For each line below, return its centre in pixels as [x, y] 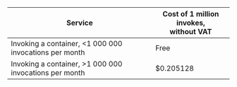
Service [80, 23]
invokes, [191, 23]
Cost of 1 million [191, 14]
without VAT [191, 31]
